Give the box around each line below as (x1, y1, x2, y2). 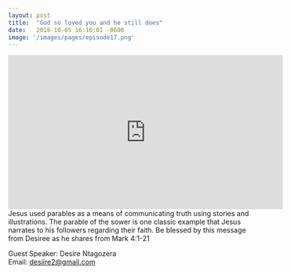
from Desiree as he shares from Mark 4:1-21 (8, 234, 151, 243)
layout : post (8, 11, 51, 20)
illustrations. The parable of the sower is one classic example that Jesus (8, 217, 242, 227)
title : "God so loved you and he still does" (8, 19, 163, 27)
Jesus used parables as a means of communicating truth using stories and (8, 209, 249, 218)
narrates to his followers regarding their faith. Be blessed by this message (8, 225, 246, 235)
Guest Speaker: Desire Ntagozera (8, 249, 117, 258)
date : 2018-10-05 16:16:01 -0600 (8, 26, 125, 34)
